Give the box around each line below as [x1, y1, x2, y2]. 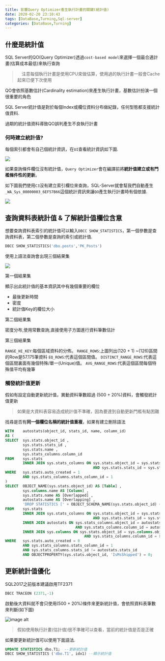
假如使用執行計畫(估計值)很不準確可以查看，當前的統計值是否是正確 [17, 627, 154, 632]
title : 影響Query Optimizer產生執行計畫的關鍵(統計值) [5, 7, 110, 12]
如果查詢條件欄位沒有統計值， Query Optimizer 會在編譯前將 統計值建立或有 [5, 166, 155, 172]
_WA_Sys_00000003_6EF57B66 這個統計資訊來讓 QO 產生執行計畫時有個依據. [5, 189, 148, 195]
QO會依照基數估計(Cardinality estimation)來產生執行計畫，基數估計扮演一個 [5, 88, 158, 93]
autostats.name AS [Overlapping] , [23, 497, 96, 502]
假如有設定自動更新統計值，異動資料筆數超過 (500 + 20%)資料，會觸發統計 [5, 392, 157, 398]
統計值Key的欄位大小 [12, 306, 55, 312]
